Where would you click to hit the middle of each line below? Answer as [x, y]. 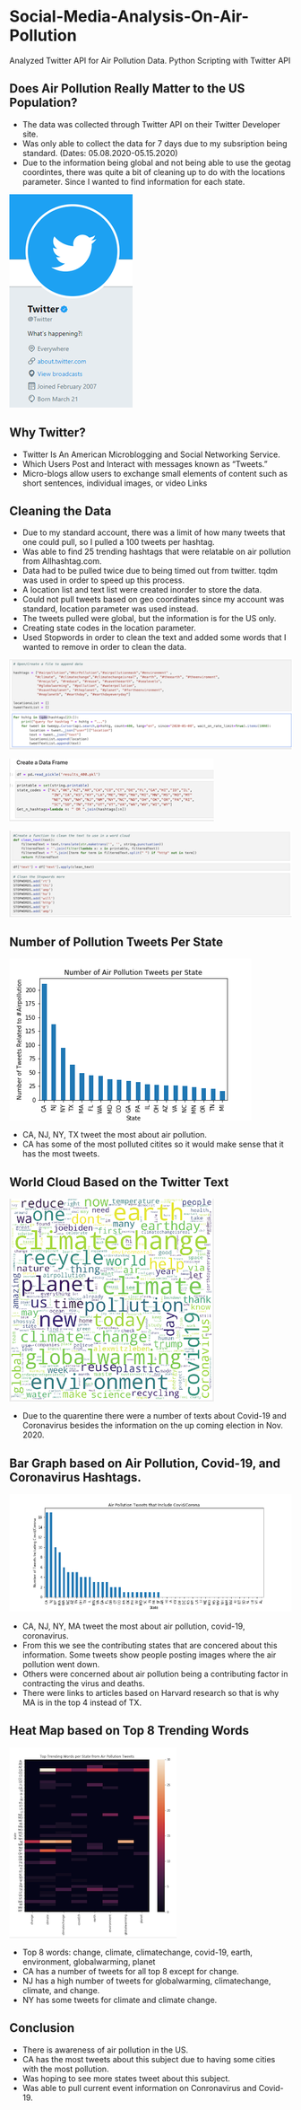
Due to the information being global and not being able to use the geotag [156, 163]
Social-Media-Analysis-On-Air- [129, 17]
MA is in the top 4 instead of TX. [82, 1702]
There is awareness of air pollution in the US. [105, 2050]
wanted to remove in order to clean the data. [104, 647]
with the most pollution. [65, 2069]
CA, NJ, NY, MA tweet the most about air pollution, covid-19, [133, 1626]
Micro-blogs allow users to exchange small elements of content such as [155, 473]
